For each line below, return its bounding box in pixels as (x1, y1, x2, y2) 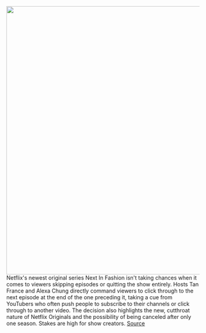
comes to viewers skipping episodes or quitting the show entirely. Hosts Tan (6, 281, 199, 288)
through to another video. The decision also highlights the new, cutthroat (6, 307, 190, 314)
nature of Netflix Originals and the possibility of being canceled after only (6, 313, 191, 320)
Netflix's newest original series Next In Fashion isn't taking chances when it (6, 274, 197, 281)
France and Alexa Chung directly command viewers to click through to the (6, 287, 194, 294)
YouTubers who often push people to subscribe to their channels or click (6, 300, 190, 307)
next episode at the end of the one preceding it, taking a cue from (6, 294, 173, 300)
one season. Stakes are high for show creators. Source (6, 320, 145, 327)
